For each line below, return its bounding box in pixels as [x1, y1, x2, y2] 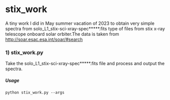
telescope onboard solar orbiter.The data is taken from [5, 31, 119, 37]
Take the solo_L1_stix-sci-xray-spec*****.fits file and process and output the [5, 61, 165, 67]
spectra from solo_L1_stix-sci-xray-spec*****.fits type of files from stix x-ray [5, 25, 165, 31]
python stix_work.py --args [5, 90, 65, 95]
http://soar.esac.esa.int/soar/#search [5, 36, 83, 42]
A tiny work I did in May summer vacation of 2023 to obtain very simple [5, 20, 155, 26]
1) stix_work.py [5, 49, 44, 56]
